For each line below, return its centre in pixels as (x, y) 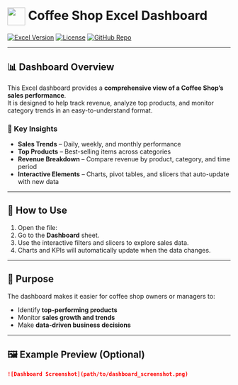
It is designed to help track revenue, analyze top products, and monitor (111, 103)
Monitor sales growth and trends (66, 317)
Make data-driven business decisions (74, 325)
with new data (38, 182)
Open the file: (38, 227)
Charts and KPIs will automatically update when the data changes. (114, 250)
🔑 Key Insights (33, 129)
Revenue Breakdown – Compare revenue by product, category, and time (124, 159)
